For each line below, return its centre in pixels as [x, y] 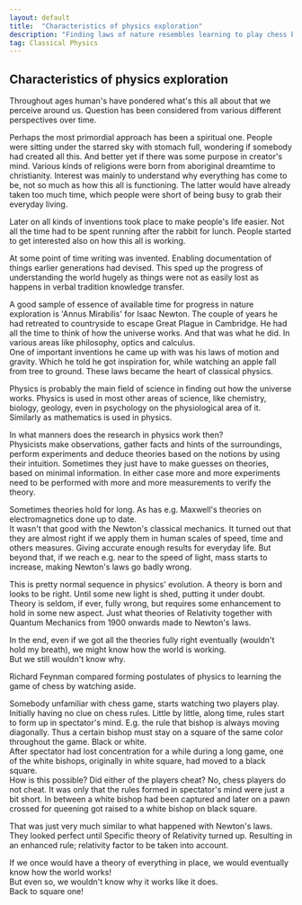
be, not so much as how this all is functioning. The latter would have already [150, 185]
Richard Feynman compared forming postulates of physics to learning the [146, 677]
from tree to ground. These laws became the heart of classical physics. [142, 372]
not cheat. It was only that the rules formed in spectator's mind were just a [147, 790]
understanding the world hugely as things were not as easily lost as [134, 278]
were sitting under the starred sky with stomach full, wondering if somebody [151, 147]
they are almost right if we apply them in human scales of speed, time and [146, 538]
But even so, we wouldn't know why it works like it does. [114, 882]
